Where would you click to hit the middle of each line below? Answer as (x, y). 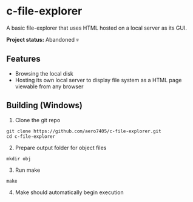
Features (23, 59)
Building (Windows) (45, 106)
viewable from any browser (49, 86)
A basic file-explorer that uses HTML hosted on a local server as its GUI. (96, 28)
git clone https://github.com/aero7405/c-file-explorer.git (84, 131)
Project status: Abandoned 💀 (42, 39)
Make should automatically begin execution (69, 192)
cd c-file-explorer (31, 136)
